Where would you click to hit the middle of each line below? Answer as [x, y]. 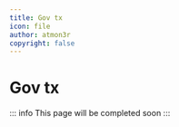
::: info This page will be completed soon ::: [90, 113]
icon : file [30, 26]
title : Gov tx [36, 18]
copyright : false [42, 43]
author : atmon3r [40, 34]
